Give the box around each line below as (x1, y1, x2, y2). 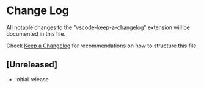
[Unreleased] (6, 59, 58, 70)
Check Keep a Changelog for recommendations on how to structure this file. (6, 42, 199, 49)
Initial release (15, 75, 49, 83)
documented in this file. (6, 30, 66, 37)
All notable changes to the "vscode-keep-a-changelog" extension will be (6, 24, 191, 31)
